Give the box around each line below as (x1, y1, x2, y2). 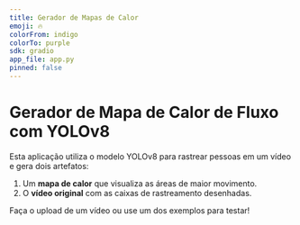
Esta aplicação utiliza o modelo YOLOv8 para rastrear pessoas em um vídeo (9, 150, 291, 162)
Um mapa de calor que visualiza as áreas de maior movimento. (22, 177, 258, 189)
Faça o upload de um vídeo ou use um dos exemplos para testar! (9, 204, 250, 216)
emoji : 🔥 (9, 22, 43, 31)
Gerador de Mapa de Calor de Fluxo (9, 103, 279, 122)
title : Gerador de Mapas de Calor (9, 13, 140, 22)
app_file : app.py (9, 55, 75, 64)
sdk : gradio (9, 47, 54, 56)
